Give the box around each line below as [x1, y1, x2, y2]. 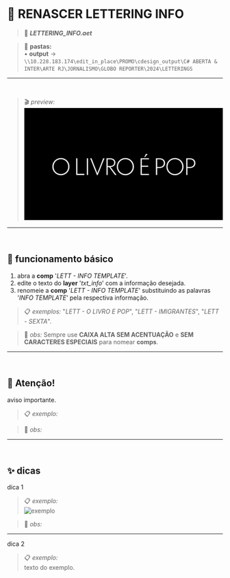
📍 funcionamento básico [7, 254, 114, 265]
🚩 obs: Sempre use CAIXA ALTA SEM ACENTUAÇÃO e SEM [23, 330, 194, 339]
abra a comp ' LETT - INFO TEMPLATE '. [16, 271, 128, 280]
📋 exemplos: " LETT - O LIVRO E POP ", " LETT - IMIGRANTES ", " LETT [23, 307, 219, 315]
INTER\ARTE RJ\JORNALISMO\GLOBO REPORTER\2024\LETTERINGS [23, 65, 193, 72]
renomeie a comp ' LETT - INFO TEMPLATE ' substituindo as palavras [16, 286, 211, 294]
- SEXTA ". [23, 317, 52, 325]
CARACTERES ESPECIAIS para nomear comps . [23, 337, 159, 346]
